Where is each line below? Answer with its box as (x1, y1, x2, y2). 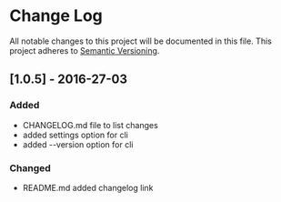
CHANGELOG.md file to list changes (22, 119, 159, 130)
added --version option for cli (22, 138, 134, 150)
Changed (9, 161, 52, 174)
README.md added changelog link (22, 182, 154, 193)
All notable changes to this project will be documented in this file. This (9, 35, 273, 46)
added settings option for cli (22, 129, 129, 140)
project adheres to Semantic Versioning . (9, 45, 160, 56)
